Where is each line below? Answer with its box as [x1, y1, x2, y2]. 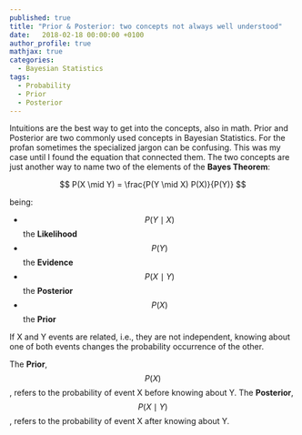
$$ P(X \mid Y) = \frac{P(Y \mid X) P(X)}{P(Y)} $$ [58, 179, 247, 190]
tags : [9, 73, 30, 82]
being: [9, 197, 34, 207]
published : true [9, 13, 71, 23]
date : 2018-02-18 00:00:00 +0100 [9, 30, 145, 39]
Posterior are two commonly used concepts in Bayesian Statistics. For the [9, 133, 286, 144]
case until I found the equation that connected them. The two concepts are [9, 152, 290, 163]
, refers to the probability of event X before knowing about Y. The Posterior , [9, 388, 294, 399]
